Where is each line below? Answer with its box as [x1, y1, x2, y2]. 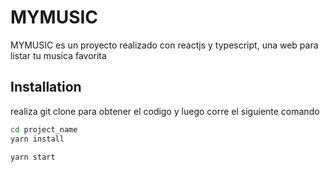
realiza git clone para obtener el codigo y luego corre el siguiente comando [10, 105, 320, 117]
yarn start [10, 152, 56, 162]
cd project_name [10, 124, 78, 135]
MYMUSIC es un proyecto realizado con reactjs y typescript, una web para [10, 39, 319, 51]
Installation [10, 79, 82, 96]
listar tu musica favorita [10, 49, 107, 61]
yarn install [10, 134, 65, 144]
